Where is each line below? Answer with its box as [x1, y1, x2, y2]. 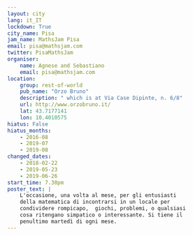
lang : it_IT [7, 17, 42, 24]
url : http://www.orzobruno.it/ [20, 101, 111, 108]
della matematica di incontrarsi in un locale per [20, 198, 171, 206]
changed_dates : [7, 153, 52, 161]
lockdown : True [7, 23, 52, 30]
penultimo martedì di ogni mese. [20, 218, 117, 225]
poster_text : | [7, 186, 52, 193]
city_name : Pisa [7, 29, 55, 37]
